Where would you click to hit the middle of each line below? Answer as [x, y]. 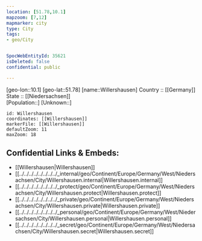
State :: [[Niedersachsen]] [38, 96]
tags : [13, 34]
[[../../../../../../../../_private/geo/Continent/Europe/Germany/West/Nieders [105, 199]
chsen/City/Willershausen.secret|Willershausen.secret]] [84, 231]
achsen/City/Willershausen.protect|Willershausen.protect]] [88, 193]
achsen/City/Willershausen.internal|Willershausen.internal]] [89, 180]
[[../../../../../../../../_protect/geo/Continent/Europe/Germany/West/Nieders [105, 187]
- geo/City [20, 40]
